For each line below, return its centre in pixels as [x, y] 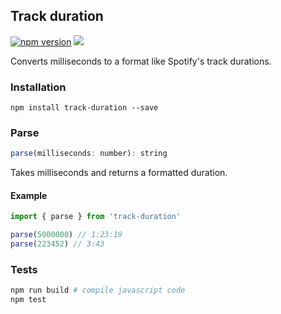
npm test [28, 300]
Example [29, 195]
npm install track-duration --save [84, 108]
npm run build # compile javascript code [98, 290]
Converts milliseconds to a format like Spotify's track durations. [141, 61]
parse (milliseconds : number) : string [89, 154]
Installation [38, 87]
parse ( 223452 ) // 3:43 [57, 244]
